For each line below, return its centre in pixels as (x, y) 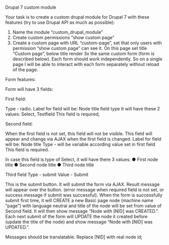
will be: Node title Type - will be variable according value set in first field (80, 144)
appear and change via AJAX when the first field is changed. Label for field (83, 139)
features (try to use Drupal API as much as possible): (60, 22)
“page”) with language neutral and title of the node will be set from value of (83, 206)
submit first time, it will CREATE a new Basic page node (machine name (79, 200)
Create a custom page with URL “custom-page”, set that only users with (87, 43)
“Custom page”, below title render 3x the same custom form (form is (83, 53)
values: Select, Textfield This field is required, (52, 114)
